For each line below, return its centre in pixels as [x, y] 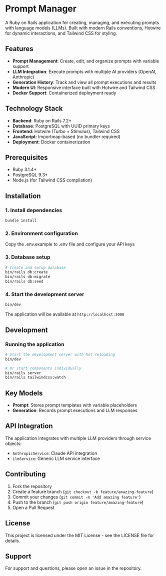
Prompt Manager [41, 9]
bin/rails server [23, 373]
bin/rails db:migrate [28, 277]
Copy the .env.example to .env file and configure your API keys [70, 244]
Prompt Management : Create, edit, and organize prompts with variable [86, 61]
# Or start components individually [43, 368]
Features [19, 49]
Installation [23, 196]
